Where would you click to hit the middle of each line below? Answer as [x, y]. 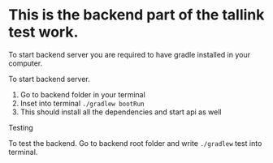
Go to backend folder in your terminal [83, 94]
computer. [26, 63]
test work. [43, 32]
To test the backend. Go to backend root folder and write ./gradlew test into [135, 143]
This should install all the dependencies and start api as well [121, 112]
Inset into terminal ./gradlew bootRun [82, 103]
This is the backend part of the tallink [136, 15]
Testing [21, 127]
